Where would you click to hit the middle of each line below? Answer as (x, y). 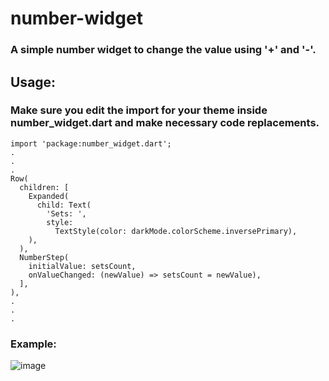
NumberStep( (44, 257)
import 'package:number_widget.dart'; (91, 143)
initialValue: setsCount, (82, 266)
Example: (33, 344)
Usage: (33, 82)
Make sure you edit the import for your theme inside (139, 110)
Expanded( (49, 196)
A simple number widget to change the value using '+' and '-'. (163, 50)
